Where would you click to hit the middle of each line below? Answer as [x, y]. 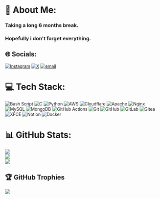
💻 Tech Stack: [35, 87]
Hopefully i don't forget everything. [48, 39]
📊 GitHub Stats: [38, 135]
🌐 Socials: [21, 54]
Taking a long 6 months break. [42, 25]
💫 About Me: [31, 10]
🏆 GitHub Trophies [35, 178]
